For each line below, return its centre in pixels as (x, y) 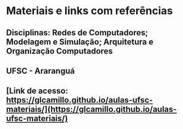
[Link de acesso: (37, 91)
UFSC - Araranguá (41, 71)
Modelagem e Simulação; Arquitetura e (80, 42)
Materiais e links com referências (90, 11)
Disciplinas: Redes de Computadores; (77, 33)
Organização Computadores (60, 51)
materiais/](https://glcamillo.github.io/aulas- (91, 109)
